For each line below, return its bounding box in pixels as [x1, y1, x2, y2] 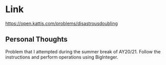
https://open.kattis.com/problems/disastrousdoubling [5, 20, 118, 26]
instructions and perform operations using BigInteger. [5, 54, 118, 60]
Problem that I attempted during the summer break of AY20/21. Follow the [5, 48, 161, 54]
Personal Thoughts [5, 35, 68, 44]
